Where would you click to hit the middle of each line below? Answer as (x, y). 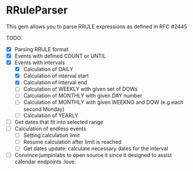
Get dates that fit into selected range (59, 122)
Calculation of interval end (55, 82)
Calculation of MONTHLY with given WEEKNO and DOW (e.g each (103, 102)
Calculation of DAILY (48, 69)
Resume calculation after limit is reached (72, 142)
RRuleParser (37, 10)
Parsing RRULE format (41, 49)
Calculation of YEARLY (51, 115)
